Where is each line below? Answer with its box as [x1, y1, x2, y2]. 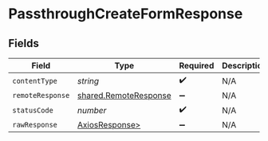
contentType [12, 76, 58, 85]
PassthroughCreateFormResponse [8, 5, 243, 23]
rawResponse [12, 120, 58, 129]
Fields [8, 37, 40, 50]
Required [179, 61, 215, 71]
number [77, 104, 107, 116]
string [77, 75, 100, 86]
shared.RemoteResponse [77, 90, 171, 100]
